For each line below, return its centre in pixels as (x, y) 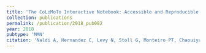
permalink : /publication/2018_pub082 (55, 23)
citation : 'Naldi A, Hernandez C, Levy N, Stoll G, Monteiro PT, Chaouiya (104, 40)
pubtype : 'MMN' (26, 35)
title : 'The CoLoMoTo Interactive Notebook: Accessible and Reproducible (103, 12)
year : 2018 (20, 29)
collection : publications (39, 18)
